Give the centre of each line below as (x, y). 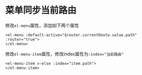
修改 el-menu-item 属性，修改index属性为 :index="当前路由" (65, 54)
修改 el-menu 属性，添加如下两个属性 (42, 25)
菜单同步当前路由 (41, 10)
